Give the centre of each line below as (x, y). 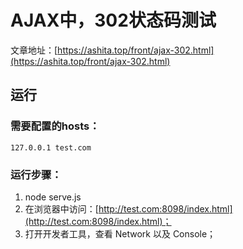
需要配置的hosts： (55, 126)
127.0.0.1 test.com (51, 147)
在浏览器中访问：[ (61, 208)
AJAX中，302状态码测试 (113, 20)
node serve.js (53, 197)
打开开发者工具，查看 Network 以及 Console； (120, 233)
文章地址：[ (34, 50)
